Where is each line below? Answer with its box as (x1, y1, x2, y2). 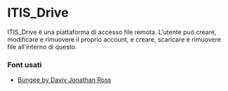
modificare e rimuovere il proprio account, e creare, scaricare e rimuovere (7, 35, 221, 43)
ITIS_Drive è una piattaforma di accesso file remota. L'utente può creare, (7, 28, 217, 36)
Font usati (7, 60, 42, 69)
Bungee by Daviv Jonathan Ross (17, 76, 112, 84)
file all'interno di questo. (7, 42, 77, 51)
